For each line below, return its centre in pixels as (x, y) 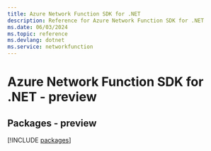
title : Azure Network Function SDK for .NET (74, 14)
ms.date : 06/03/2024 (38, 27)
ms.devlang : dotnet (36, 40)
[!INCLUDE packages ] (39, 140)
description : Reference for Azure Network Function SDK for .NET (105, 21)
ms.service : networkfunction (50, 47)
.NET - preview (52, 97)
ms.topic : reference (38, 34)
